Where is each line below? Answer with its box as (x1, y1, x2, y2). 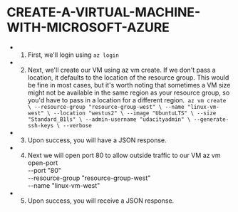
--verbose (63, 122, 92, 129)
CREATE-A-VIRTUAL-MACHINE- (6, 4, 201, 21)
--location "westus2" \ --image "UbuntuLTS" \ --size (53, 110, 217, 117)
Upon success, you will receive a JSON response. (27, 196, 175, 205)
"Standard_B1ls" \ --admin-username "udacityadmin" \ (27, 115, 191, 123)
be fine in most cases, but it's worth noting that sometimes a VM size (27, 80, 231, 89)
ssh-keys (27, 122, 54, 129)
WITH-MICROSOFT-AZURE (6, 19, 170, 36)
